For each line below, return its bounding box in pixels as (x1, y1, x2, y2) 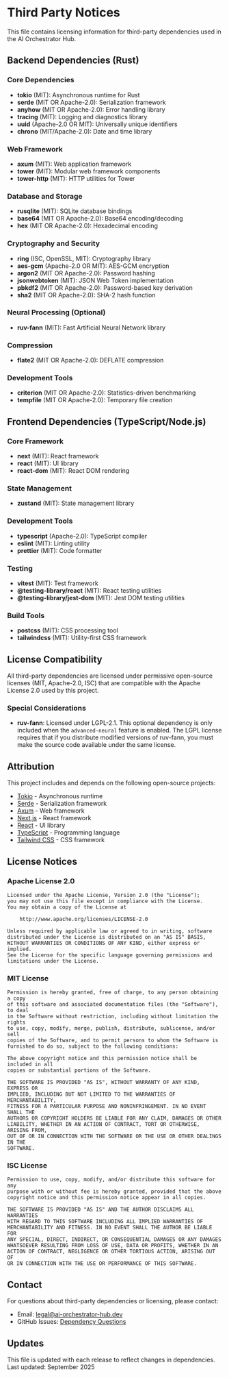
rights (7, 1019, 26, 1026)
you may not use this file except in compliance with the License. (7, 898, 204, 905)
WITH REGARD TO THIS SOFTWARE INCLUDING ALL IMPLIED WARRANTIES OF (7, 1218, 204, 1225)
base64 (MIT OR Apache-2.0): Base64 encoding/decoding (16, 214, 183, 223)
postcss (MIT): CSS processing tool (16, 626, 118, 635)
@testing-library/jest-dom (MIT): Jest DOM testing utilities (16, 593, 185, 602)
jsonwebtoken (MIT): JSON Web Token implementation (16, 276, 174, 284)
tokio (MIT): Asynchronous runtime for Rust (16, 90, 140, 99)
